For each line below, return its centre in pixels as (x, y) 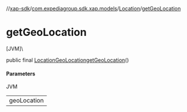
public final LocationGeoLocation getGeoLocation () (68, 60)
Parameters (21, 74)
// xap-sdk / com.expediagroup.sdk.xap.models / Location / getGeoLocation (93, 9)
